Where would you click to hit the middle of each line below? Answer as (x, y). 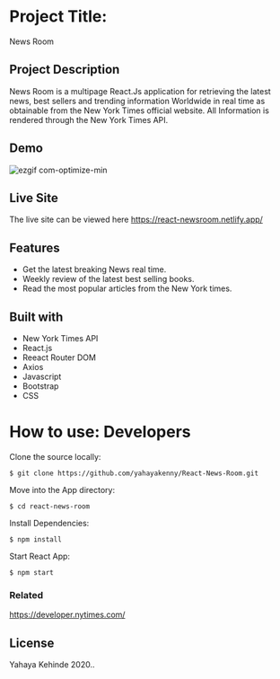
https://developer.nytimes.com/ (67, 615)
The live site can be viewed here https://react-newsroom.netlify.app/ (136, 220)
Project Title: (58, 17)
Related (26, 595)
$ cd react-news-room (50, 506)
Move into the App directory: (62, 489)
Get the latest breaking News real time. (94, 269)
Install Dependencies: (49, 523)
